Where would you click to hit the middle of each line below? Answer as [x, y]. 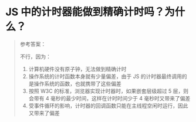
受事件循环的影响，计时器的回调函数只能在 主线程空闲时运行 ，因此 [108, 106]
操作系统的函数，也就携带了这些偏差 [77, 83]
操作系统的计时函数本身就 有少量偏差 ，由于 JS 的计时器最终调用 [105, 76]
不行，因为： [35, 56]
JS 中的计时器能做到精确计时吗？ [85, 12]
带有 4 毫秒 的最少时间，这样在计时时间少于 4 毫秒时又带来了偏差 [112, 98]
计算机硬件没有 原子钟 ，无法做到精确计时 [77, 69]
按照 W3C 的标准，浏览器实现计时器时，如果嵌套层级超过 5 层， [106, 91]
